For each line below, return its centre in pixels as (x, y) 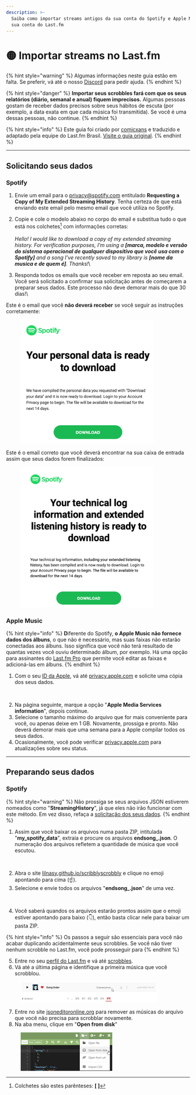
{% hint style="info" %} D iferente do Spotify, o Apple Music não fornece (94, 633)
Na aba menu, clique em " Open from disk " (66, 1024)
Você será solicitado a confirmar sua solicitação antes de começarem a (100, 281)
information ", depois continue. (52, 711)
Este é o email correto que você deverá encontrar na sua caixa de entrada (95, 452)
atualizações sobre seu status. (51, 748)
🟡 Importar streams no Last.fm (83, 55)
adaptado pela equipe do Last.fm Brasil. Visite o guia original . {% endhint (94, 136)
